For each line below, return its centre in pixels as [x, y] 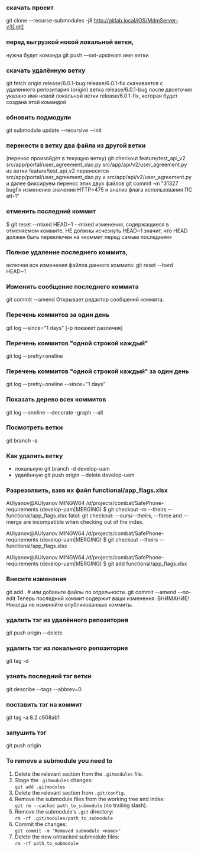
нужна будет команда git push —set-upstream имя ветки [77, 55]
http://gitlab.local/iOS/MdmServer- [136, 21]
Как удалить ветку [35, 456]
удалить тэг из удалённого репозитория [67, 620]
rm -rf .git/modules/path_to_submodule [64, 818]
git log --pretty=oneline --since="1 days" [56, 384]
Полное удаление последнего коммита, [67, 252]
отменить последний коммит [51, 212]
